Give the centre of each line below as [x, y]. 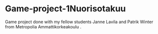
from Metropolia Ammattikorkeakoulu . [43, 26]
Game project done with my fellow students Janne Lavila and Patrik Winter [79, 22]
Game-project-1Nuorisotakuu [65, 9]
